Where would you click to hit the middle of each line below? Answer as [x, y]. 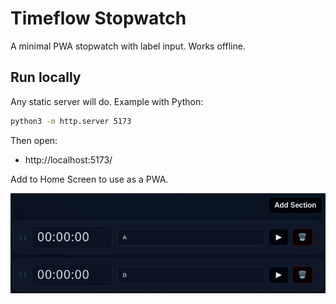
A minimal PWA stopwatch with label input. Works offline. [128, 46]
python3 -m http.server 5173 [71, 121]
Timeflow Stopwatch [98, 18]
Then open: [34, 140]
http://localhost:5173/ [68, 159]
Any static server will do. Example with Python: [107, 101]
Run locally [46, 77]
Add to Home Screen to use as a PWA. [89, 179]
